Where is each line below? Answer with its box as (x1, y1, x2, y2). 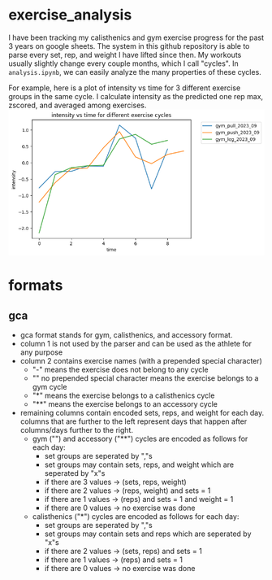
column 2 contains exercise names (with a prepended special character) (19, 356, 262, 366)
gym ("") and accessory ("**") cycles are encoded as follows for (32, 434, 248, 444)
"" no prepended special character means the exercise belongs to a (32, 373, 259, 383)
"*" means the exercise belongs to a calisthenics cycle (32, 390, 215, 400)
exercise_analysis (8, 6, 132, 24)
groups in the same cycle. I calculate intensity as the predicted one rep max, (8, 91, 264, 101)
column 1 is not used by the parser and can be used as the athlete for (19, 339, 253, 349)
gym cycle (32, 382, 67, 392)
